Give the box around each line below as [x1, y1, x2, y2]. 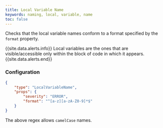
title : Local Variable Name [5, 7, 64, 13]
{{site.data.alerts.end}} [5, 56, 52, 62]
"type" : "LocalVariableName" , [14, 85, 77, 90]
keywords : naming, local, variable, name [5, 12, 93, 17]
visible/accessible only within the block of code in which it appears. [5, 51, 144, 57]
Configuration [5, 69, 40, 76]
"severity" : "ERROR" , [23, 94, 68, 99]
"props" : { [14, 89, 37, 94]
